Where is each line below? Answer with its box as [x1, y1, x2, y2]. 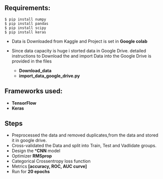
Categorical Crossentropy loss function [11, 158, 91, 164]
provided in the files [11, 58, 52, 64]
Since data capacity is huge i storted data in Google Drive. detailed [11, 47, 146, 53]
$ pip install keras [4, 29, 47, 35]
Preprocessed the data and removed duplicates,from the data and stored [11, 132, 159, 138]
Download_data [19, 67, 52, 73]
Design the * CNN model [11, 148, 61, 154]
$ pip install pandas [4, 21, 49, 26]
